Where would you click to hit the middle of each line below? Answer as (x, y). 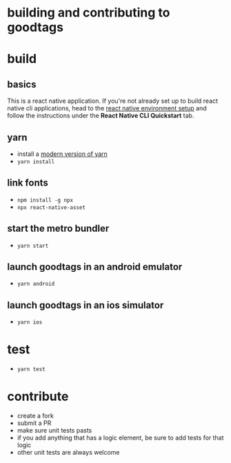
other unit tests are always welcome (68, 453)
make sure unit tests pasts (54, 431)
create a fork (35, 416)
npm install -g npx (45, 200)
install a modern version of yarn (62, 154)
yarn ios (30, 322)
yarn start (33, 246)
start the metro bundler (58, 229)
